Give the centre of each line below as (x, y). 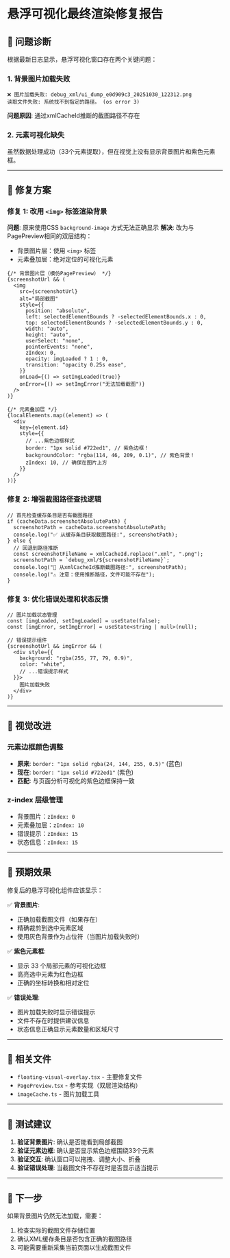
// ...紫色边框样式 (50, 441)
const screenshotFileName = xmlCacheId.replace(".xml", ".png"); (108, 554)
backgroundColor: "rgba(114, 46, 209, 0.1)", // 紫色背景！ (110, 456)
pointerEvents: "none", (59, 347)
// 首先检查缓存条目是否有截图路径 (50, 515)
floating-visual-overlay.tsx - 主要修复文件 (79, 1077)
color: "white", (43, 664)
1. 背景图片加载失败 (39, 78)
